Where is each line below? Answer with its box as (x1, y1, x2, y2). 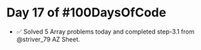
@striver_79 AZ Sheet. (16, 35, 81, 43)
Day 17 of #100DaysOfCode (6, 5, 167, 21)
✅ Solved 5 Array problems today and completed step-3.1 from (16, 27, 195, 36)
